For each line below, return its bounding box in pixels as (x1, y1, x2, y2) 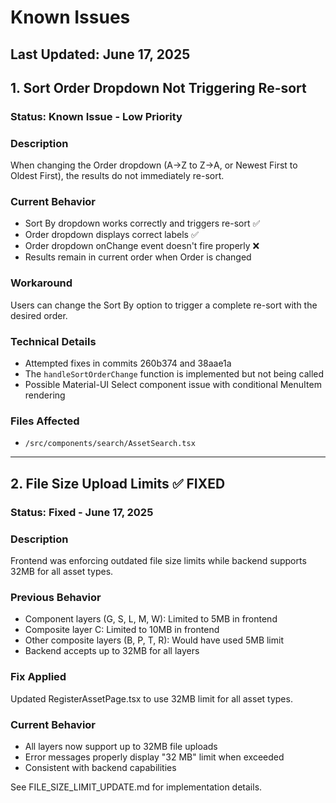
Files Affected (10, 414, 80, 428)
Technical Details (10, 334, 97, 348)
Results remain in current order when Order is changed (24, 251, 252, 263)
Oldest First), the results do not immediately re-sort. (10, 170, 225, 182)
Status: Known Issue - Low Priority (10, 109, 183, 123)
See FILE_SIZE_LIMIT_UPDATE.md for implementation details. (10, 781, 263, 793)
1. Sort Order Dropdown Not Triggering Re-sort (10, 79, 307, 96)
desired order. (10, 309, 68, 321)
